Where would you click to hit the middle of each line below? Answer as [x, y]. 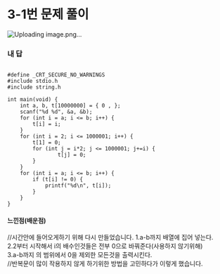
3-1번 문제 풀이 [48, 14]
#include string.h [34, 87]
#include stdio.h [33, 81]
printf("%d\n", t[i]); [78, 186]
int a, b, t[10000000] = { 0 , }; [70, 106]
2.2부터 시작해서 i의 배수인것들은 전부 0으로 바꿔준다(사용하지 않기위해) [105, 246]
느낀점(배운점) [27, 220]
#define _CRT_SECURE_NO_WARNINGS [56, 75]
